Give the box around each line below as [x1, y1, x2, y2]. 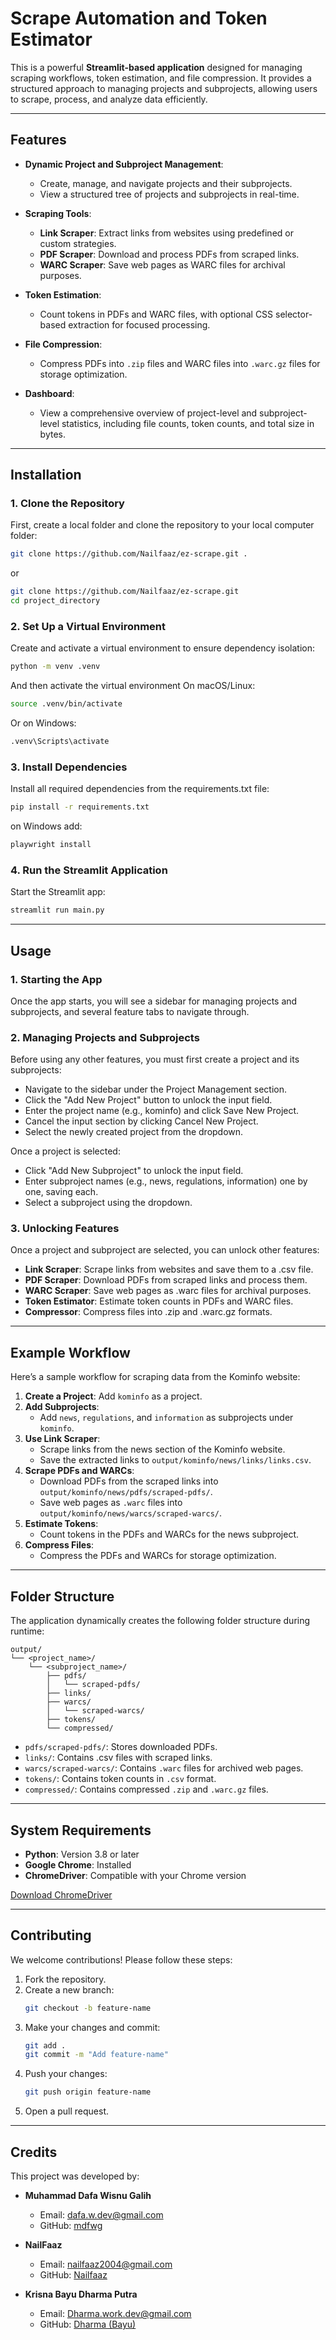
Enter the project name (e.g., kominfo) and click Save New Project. [24, 1105, 300, 1117]
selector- [275, 308, 313, 320]
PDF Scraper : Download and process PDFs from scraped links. [39, 248, 300, 260]
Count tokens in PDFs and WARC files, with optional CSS [39, 308, 274, 320]
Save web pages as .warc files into [39, 1497, 183, 1509]
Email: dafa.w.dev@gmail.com [39, 2209, 164, 2221]
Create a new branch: [24, 1983, 115, 1996]
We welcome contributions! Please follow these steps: [10, 1953, 233, 1966]
